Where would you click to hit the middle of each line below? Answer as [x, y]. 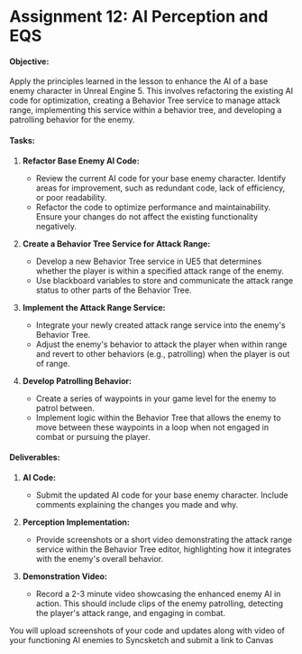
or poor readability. [71, 197]
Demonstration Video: [65, 576]
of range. [53, 363]
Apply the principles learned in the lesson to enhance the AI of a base [139, 81]
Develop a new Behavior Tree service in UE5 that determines [149, 261]
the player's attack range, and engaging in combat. [131, 612]
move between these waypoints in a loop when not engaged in [152, 427]
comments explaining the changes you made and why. [137, 504]
